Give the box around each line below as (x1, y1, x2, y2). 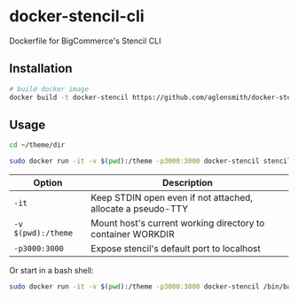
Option (33, 177, 63, 189)
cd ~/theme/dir (9, 141, 66, 150)
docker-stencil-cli (9, 6, 145, 27)
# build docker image (9, 84, 90, 94)
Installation (9, 61, 73, 76)
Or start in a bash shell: (9, 265, 95, 276)
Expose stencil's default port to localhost (90, 242, 261, 255)
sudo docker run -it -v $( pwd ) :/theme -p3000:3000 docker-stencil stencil (9, 157, 292, 165)
